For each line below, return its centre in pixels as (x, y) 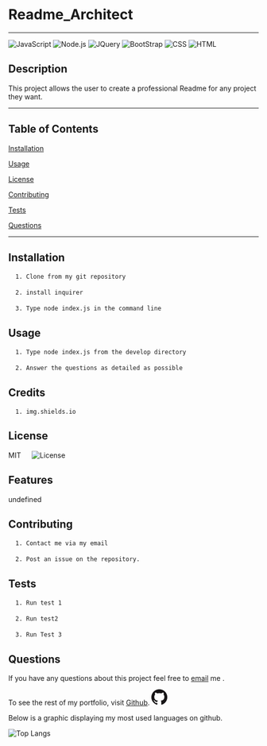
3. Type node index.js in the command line (88, 309)
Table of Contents (54, 129)
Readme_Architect (71, 15)
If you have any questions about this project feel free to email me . (116, 678)
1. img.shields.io (46, 412)
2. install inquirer (49, 293)
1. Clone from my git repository (71, 277)
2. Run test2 (37, 619)
